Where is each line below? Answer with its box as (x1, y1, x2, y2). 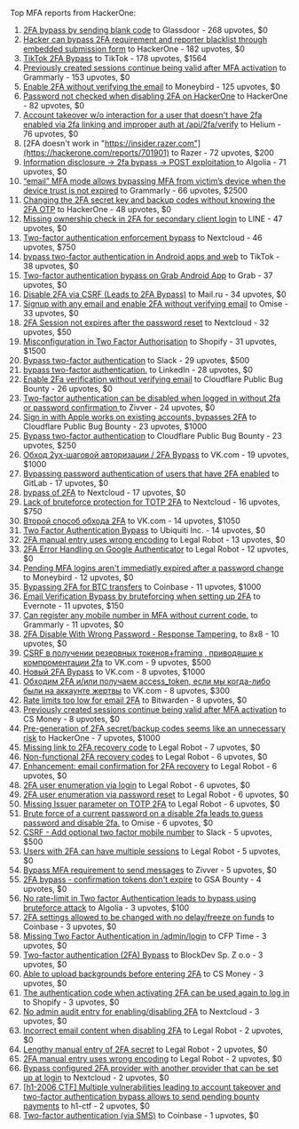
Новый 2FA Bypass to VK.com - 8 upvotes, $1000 (22, 666, 206, 677)
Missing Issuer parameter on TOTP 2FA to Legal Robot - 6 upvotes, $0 (22, 799, 280, 809)
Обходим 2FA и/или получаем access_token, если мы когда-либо (22, 676, 271, 687)
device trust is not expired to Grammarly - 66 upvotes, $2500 (22, 186, 248, 195)
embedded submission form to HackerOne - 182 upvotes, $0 (22, 44, 245, 54)
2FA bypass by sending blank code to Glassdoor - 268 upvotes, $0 (22, 25, 269, 35)
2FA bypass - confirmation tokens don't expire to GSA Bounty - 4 (22, 874, 262, 885)
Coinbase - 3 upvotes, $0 (22, 921, 117, 932)
